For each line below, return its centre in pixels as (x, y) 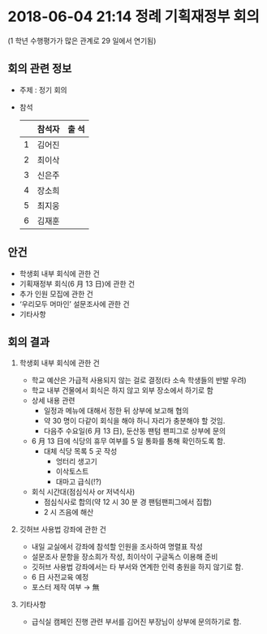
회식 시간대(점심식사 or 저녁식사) (83, 492)
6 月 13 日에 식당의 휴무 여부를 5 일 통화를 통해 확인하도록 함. (128, 441)
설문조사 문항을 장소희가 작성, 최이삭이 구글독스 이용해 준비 (125, 557)
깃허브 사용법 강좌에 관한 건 (63, 529)
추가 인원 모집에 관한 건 (56, 294)
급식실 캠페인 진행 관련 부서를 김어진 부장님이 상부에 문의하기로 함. (136, 622)
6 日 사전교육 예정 (60, 577)
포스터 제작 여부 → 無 (65, 587)
